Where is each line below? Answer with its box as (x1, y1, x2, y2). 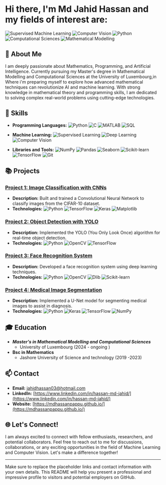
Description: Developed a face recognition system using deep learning (12, 263, 157, 269)
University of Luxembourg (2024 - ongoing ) (19, 344, 110, 350)
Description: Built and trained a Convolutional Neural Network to (12, 195, 144, 201)
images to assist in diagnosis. (12, 303, 73, 309)
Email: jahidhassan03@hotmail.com (12, 385, 85, 391)
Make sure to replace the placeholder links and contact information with (5, 464, 152, 470)
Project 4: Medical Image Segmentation (5, 286, 102, 293)
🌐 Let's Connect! (5, 421, 58, 429)
